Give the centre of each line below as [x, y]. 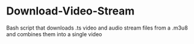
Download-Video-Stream [70, 11]
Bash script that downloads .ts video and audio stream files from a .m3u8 [97, 28]
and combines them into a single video [54, 34]
